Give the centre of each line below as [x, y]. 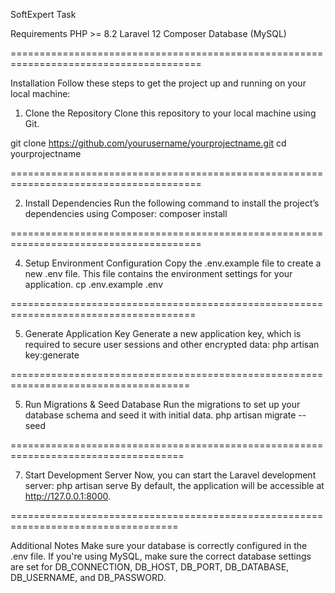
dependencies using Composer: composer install [126, 213]
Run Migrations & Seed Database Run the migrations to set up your [162, 404]
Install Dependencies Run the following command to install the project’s [172, 203]
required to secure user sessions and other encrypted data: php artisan [172, 344]
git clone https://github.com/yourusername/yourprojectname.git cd [148, 143]
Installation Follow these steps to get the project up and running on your [158, 83]
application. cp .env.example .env [94, 284]
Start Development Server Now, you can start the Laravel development [170, 475]
